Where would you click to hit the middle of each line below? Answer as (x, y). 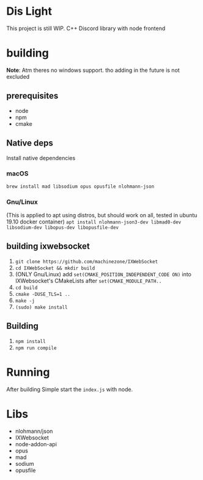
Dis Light (29, 11)
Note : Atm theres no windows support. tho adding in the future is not (93, 70)
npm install (30, 341)
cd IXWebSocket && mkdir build (55, 268)
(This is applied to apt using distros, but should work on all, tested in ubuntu (102, 215)
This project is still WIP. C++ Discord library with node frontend (86, 28)
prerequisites (32, 96)
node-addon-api (36, 444)
